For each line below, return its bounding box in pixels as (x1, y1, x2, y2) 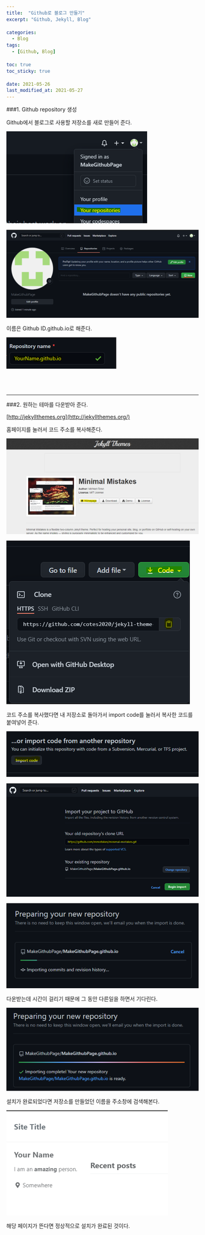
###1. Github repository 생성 (6, 106, 77, 113)
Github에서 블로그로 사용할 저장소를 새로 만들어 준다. (6, 119, 132, 126)
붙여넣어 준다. (6, 719, 40, 726)
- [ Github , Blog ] (12, 49, 56, 55)
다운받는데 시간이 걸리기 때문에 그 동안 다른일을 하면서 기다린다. (6, 995, 158, 1002)
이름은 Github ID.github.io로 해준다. (6, 325, 93, 332)
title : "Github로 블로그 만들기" (6, 10, 85, 16)
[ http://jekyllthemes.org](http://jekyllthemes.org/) (6, 413, 130, 420)
